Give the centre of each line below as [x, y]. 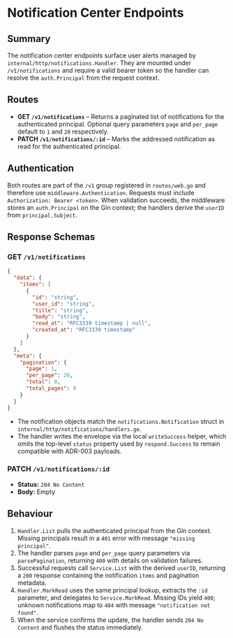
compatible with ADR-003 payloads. [69, 451]
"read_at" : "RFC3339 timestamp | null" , [92, 323]
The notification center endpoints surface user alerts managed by [102, 55]
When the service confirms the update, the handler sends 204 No [111, 620]
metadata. [32, 583]
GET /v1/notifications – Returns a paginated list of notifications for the [121, 116]
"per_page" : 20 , [49, 376]
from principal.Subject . [43, 215]
